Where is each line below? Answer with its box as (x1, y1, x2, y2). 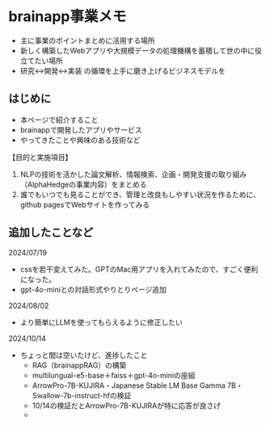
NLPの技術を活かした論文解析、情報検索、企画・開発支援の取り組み (19, 169, 247, 179)
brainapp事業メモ (8, 7, 127, 26)
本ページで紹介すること (19, 115, 99, 124)
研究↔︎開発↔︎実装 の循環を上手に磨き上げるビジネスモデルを (19, 65, 226, 75)
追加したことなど (8, 225, 94, 239)
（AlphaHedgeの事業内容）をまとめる (19, 179, 147, 189)
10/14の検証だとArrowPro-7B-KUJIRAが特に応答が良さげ (32, 401, 221, 410)
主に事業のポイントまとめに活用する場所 (19, 36, 155, 45)
